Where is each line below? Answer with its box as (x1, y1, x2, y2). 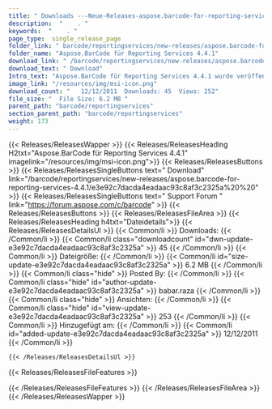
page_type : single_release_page (8, 34, 121, 43)
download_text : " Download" (8, 65, 104, 73)
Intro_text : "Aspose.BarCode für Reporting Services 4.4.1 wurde (8, 72, 233, 80)
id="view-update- (91, 303, 151, 313)
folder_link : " (8, 42, 60, 50)
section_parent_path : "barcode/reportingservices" (8, 110, 183, 118)
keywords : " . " (8, 27, 79, 35)
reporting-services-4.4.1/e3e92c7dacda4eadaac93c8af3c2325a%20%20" (8, 182, 259, 192)
